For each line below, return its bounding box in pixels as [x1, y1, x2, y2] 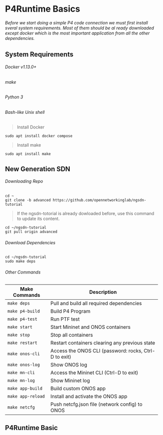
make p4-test [7, 316, 38, 322]
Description [89, 289, 117, 295]
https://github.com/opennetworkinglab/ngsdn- [52, 198, 147, 203]
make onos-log [7, 362, 40, 368]
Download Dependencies [5, 239, 56, 245]
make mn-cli [7, 370, 35, 376]
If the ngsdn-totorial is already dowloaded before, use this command [16, 211, 154, 217]
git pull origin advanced [5, 230, 57, 235]
